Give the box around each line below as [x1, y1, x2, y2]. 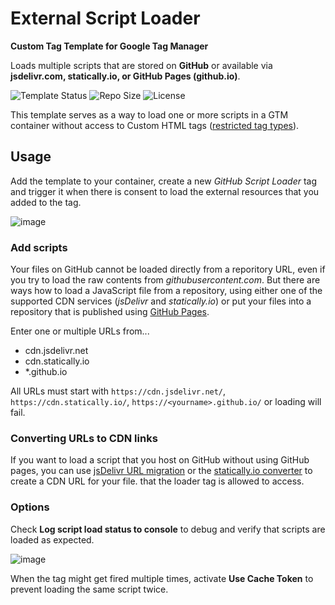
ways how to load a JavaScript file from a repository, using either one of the [10, 285, 323, 297]
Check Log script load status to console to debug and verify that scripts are [10, 523, 326, 535]
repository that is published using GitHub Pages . [10, 306, 210, 318]
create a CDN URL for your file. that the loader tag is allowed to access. [10, 475, 305, 487]
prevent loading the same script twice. [10, 583, 169, 595]
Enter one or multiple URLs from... [10, 325, 150, 337]
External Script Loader [10, 7, 201, 30]
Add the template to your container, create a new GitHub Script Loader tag [10, 175, 318, 187]
